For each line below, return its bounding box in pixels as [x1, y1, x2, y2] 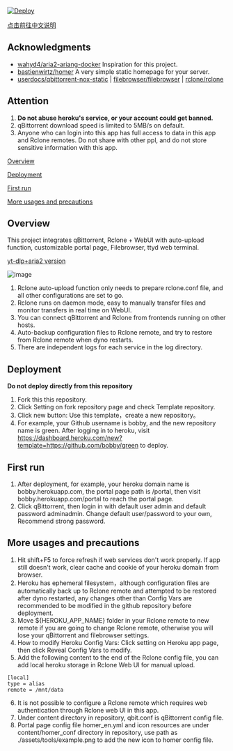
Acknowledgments [7, 42, 92, 54]
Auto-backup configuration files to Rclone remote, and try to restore [17, 328, 213, 337]
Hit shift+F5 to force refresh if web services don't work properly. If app [17, 555, 220, 564]
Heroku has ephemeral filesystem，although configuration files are [17, 579, 210, 587]
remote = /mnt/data [7, 686, 64, 693]
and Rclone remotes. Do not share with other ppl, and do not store [17, 136, 207, 144]
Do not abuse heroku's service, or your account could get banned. [17, 114, 214, 122]
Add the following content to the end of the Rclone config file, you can [17, 653, 219, 662]
